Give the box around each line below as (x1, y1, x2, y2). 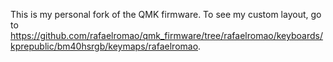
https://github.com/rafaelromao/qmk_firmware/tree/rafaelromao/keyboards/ (10, 30, 323, 41)
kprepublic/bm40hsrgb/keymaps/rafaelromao (10, 40, 199, 52)
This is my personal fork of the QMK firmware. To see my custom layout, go (10, 9, 322, 20)
